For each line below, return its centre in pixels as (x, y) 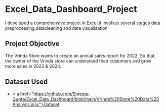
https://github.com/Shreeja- (62, 94)
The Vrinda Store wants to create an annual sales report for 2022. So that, (81, 56)
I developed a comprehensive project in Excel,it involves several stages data (83, 23)
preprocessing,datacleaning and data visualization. (57, 28)
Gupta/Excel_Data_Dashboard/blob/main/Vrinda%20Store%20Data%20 (86, 99)
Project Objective (32, 44)
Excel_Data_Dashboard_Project (71, 9)
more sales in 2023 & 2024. (33, 66)
